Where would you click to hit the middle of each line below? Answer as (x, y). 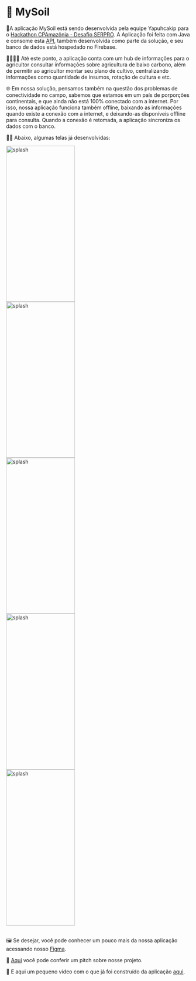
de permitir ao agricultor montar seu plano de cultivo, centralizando (87, 70)
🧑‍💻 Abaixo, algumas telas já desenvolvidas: (58, 137)
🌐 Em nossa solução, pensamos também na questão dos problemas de (92, 88)
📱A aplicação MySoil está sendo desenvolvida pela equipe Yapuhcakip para (97, 28)
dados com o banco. (31, 126)
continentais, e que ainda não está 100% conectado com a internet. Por (92, 101)
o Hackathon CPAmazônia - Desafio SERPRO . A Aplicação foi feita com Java (98, 34)
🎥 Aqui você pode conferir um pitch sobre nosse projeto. (74, 960)
